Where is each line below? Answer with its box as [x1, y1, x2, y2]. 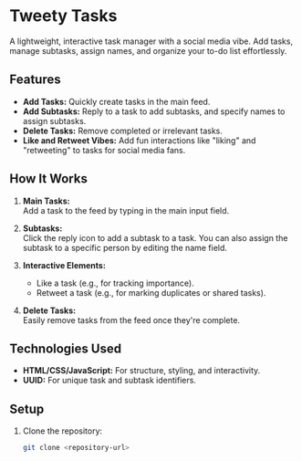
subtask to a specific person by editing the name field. [22, 242, 228, 253]
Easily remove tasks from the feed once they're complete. [22, 314, 240, 325]
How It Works [9, 171, 89, 187]
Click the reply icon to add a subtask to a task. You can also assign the [22, 232, 288, 243]
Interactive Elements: [22, 259, 107, 270]
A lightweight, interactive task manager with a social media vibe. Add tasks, [9, 36, 294, 47]
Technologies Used [9, 341, 121, 356]
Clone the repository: [22, 425, 103, 436]
